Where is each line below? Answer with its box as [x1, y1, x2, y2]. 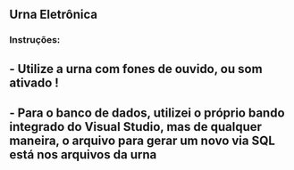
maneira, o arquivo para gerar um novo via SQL [9, 134, 275, 149]
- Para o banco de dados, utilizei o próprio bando [9, 106, 285, 121]
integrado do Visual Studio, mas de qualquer [9, 119, 262, 134]
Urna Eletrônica [9, 7, 98, 22]
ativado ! [9, 75, 60, 90]
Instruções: [9, 34, 61, 46]
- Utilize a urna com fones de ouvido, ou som [9, 61, 263, 77]
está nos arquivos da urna [9, 147, 157, 163]
